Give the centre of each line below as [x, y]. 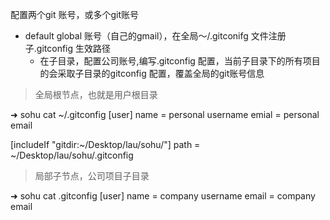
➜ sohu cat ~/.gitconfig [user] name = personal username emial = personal [165, 114]
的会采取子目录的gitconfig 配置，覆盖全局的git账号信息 [152, 73]
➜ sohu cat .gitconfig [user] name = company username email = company [163, 196]
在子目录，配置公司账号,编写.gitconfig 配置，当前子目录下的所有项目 [180, 61]
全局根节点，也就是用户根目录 [96, 94]
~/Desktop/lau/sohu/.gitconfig [72, 155]
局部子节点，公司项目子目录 [92, 176]
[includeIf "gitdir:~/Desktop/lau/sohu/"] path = [105, 144]
